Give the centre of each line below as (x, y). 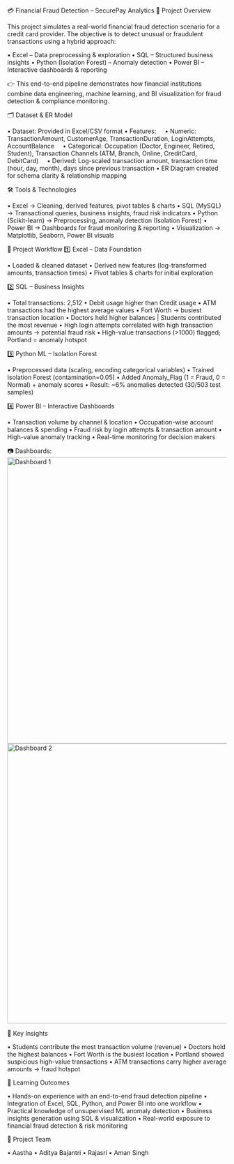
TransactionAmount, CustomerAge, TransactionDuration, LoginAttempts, (111, 138)
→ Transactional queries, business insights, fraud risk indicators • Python (112, 213)
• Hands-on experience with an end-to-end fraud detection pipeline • (107, 1096)
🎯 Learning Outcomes (38, 1082)
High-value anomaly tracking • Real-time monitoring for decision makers (111, 437)
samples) (21, 392)
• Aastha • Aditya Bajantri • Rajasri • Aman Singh (78, 1152)
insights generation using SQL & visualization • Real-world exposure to (109, 1118)
